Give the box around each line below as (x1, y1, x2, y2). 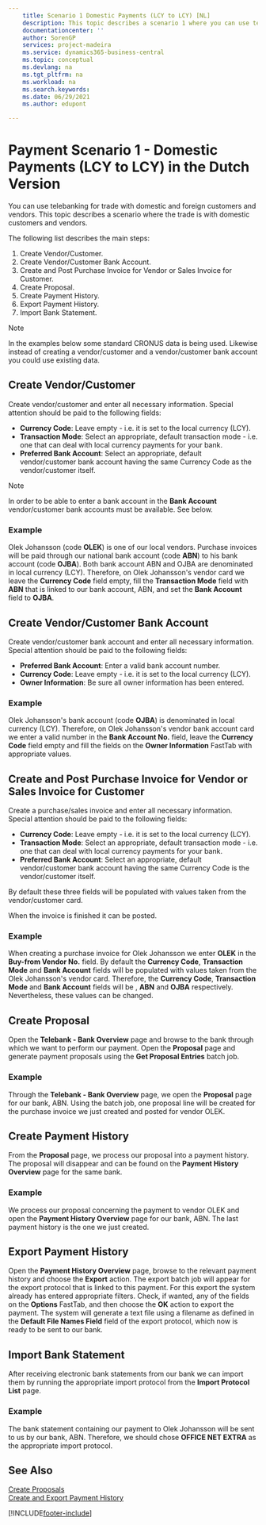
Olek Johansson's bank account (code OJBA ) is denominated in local (8, 716, 235, 725)
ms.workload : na (22, 78, 77, 86)
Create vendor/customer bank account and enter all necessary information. (8, 636, 254, 647)
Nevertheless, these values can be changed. (8, 991, 154, 1001)
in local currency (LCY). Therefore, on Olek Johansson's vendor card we (8, 568, 245, 578)
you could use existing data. (8, 355, 101, 365)
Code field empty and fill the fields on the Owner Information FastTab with (8, 741, 253, 751)
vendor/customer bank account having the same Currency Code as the (19, 457, 252, 467)
